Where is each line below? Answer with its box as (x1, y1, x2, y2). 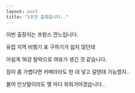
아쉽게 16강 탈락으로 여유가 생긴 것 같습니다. (6, 56, 107, 63)
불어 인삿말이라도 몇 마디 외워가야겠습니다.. (6, 80, 105, 88)
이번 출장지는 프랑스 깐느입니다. (6, 30, 79, 38)
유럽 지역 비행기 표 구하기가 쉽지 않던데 (6, 43, 96, 50)
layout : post (6, 8, 38, 15)
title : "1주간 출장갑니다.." (6, 14, 69, 20)
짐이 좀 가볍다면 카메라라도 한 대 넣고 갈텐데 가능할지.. (6, 68, 130, 75)
